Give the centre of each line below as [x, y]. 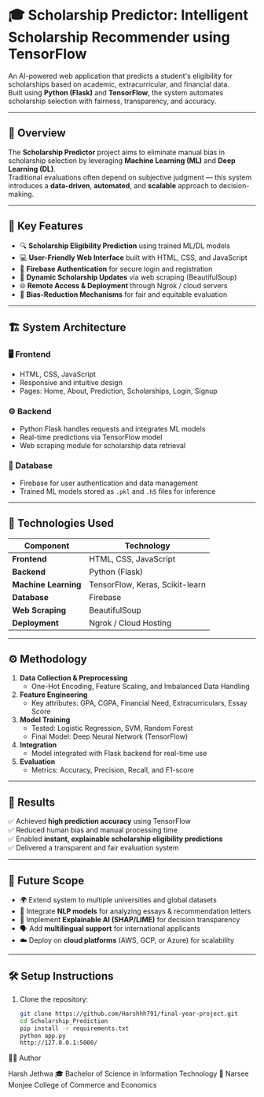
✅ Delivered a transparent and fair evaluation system [93, 848]
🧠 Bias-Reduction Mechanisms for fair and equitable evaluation [123, 294]
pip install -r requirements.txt [74, 1028]
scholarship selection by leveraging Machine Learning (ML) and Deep [122, 160]
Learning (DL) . [32, 169]
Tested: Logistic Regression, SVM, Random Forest [112, 728]
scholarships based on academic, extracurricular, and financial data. [119, 84]
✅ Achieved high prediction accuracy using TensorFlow [99, 821]
